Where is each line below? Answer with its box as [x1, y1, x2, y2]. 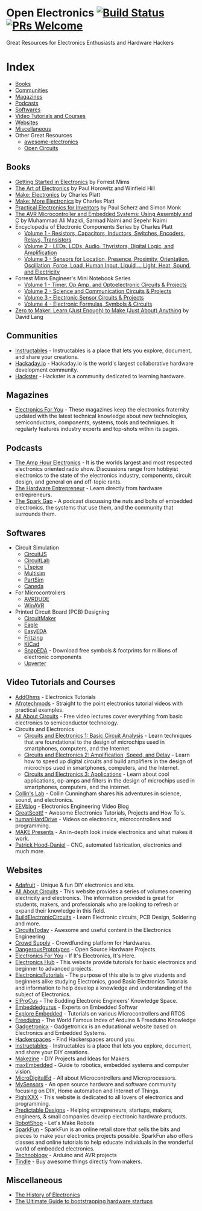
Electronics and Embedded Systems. [14, 1029, 107, 1036]
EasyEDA [24, 627, 47, 635]
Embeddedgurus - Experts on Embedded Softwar [14, 1003, 138, 1011]
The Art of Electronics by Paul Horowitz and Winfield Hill [14, 185, 156, 192]
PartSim [24, 576, 44, 583]
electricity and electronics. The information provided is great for [14, 894, 174, 901]
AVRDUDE [24, 595, 50, 602]
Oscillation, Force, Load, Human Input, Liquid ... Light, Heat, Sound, [24, 261, 191, 269]
